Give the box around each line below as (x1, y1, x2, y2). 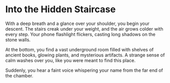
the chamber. (5, 72, 33, 78)
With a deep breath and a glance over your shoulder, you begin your (5, 20, 150, 26)
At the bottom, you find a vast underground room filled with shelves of (5, 46, 154, 52)
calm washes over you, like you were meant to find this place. (5, 57, 136, 63)
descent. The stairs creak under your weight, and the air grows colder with (5, 25, 163, 32)
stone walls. (5, 37, 31, 43)
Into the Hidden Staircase (5, 4, 116, 15)
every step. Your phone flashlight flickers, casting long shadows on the (5, 31, 156, 37)
